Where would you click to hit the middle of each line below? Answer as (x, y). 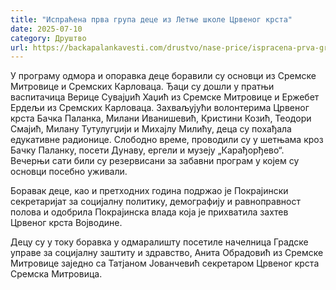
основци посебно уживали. (69, 172)
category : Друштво (48, 38)
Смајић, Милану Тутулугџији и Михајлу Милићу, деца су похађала (151, 129)
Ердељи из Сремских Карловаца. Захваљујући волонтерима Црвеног (160, 108)
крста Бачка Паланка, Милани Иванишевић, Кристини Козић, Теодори (161, 118)
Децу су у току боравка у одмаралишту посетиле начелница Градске (159, 242)
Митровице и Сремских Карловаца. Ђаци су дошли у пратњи (142, 87)
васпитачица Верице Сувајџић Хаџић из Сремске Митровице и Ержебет (165, 97)
